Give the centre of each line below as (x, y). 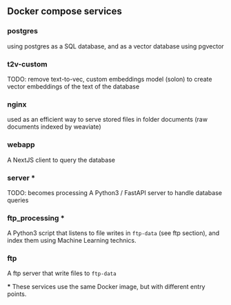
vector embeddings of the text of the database (73, 86)
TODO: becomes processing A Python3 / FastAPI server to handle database (115, 192)
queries (18, 200)
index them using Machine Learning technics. (72, 241)
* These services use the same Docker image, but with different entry (106, 287)
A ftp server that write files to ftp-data (62, 273)
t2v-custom (27, 64)
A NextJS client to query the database (61, 160)
